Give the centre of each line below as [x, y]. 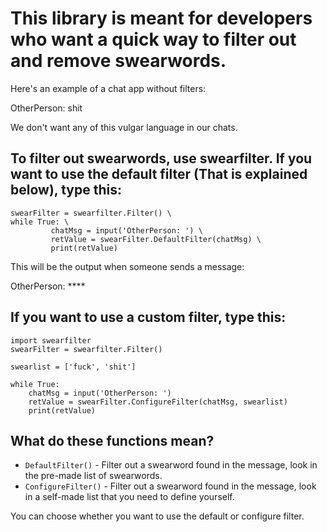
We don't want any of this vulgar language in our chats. [124, 127]
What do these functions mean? [112, 440]
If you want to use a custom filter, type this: [148, 317]
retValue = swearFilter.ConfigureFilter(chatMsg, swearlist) [158, 402]
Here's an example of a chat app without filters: [108, 88]
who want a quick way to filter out [153, 39]
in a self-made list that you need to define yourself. [129, 497]
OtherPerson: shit [46, 108]
